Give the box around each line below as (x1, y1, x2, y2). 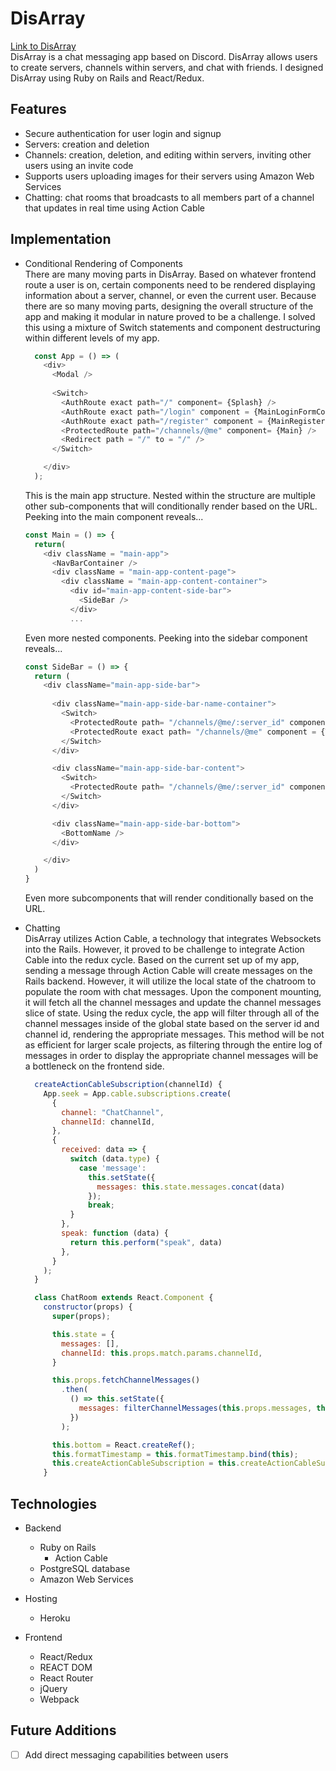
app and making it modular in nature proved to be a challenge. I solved (24, 310, 316, 322)
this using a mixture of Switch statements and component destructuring (24, 321, 321, 333)
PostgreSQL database (39, 1563, 131, 1574)
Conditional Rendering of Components (24, 257, 183, 269)
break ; (88, 1200, 115, 1211)
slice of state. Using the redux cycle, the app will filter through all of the (24, 1007, 320, 1019)
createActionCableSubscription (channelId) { (34, 1080, 223, 1090)
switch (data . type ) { (69, 1154, 160, 1164)
